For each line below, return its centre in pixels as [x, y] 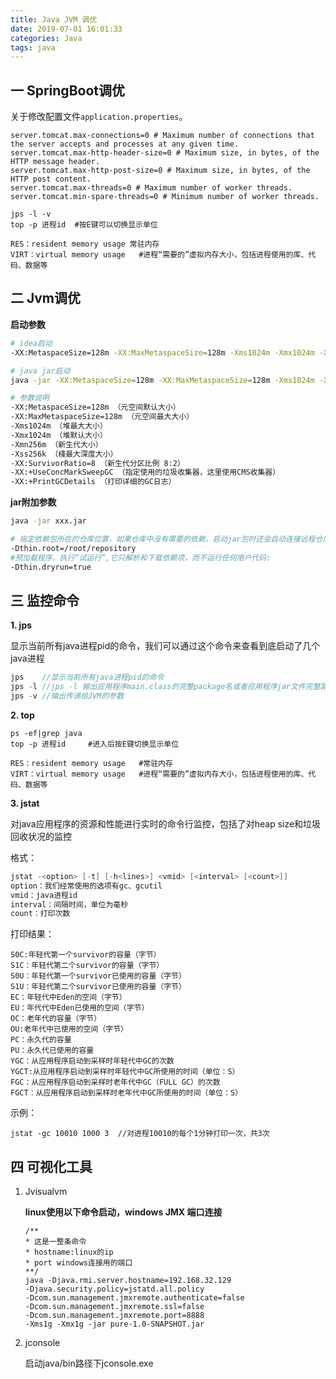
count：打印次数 [40, 914]
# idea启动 [31, 343]
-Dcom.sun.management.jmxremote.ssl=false [114, 1307]
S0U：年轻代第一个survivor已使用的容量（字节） [98, 976]
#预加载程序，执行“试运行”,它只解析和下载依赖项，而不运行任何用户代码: [141, 557]
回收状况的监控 [41, 836]
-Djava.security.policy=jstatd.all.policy [114, 1289]
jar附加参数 [33, 502]
